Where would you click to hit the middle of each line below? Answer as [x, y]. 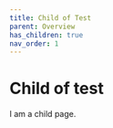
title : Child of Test [51, 18]
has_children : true [46, 35]
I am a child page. [43, 114]
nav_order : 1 [34, 43]
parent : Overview [42, 27]
